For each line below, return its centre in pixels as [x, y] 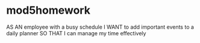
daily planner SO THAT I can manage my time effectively [76, 33]
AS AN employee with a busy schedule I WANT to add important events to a [100, 27]
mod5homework [48, 10]
